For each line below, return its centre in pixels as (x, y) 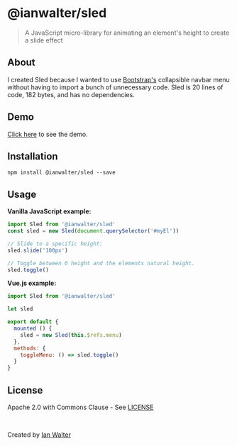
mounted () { (33, 329)
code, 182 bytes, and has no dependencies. (71, 94)
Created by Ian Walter (39, 435)
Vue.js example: (32, 283)
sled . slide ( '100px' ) (38, 250)
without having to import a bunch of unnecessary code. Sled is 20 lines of (115, 87)
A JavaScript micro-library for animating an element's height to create (127, 33)
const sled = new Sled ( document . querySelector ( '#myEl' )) (93, 231)
